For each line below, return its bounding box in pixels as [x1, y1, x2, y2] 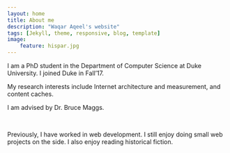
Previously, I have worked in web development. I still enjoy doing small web [7, 130, 223, 138]
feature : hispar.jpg [20, 42, 79, 49]
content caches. [7, 90, 54, 98]
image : [7, 36, 26, 43]
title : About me [7, 17, 54, 24]
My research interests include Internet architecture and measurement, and [7, 83, 221, 90]
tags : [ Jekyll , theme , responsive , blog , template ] [7, 29, 160, 37]
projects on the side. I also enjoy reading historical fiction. [7, 138, 174, 146]
